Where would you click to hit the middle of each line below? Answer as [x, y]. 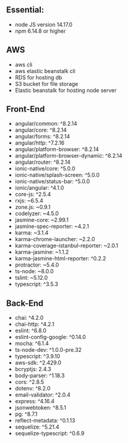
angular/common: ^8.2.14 [46, 124]
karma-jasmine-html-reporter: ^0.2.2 [60, 259]
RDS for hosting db [38, 77]
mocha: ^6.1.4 [32, 343]
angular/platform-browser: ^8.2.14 [57, 149]
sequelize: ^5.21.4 [37, 427]
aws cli [24, 64]
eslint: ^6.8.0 [31, 331]
